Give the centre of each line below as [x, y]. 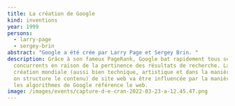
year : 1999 [23, 26]
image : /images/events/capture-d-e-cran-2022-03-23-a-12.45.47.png [108, 91]
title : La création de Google [51, 14]
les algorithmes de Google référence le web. [81, 85]
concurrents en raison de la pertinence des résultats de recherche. [117, 66]
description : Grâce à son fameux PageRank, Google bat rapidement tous [114, 59]
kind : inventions [33, 20]
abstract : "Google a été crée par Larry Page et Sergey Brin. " [103, 53]
